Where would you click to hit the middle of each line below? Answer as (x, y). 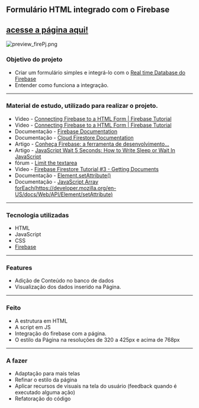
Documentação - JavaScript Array (57, 181)
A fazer (17, 361)
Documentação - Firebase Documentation (66, 131)
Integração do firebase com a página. (60, 333)
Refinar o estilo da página (46, 380)
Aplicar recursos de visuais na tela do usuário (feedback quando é (96, 386)
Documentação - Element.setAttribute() (63, 175)
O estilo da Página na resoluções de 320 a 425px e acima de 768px (97, 339)
